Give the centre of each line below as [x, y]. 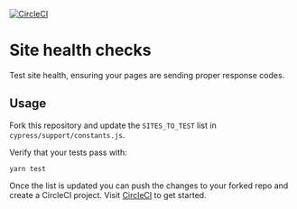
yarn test [28, 168]
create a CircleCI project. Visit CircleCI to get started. [108, 195]
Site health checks [80, 50]
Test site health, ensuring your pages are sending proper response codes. [147, 75]
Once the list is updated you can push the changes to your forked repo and [149, 186]
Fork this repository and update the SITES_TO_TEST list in [113, 125]
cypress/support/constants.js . [67, 134]
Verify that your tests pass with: [69, 152]
